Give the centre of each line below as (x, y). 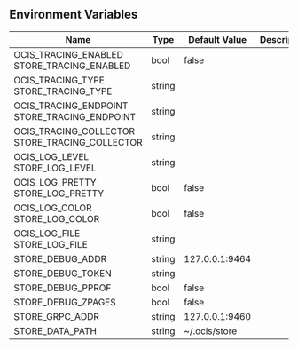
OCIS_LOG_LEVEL (51, 156)
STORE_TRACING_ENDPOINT (74, 116)
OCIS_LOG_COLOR (53, 208)
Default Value (217, 39)
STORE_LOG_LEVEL (55, 168)
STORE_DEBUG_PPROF (63, 288)
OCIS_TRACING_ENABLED (69, 54)
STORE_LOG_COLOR (57, 218)
